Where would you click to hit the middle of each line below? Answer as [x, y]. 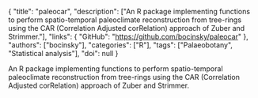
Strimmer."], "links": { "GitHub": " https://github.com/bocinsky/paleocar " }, [129, 36]
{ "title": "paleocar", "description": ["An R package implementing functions [129, 11]
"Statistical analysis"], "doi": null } [63, 53]
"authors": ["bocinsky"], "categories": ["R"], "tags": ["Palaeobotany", [121, 45]
